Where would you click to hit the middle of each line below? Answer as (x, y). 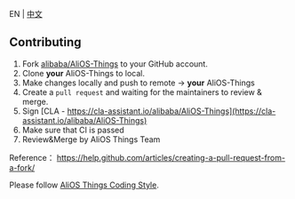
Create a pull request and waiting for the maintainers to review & (142, 92)
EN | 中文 (26, 14)
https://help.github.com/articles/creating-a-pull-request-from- (171, 157)
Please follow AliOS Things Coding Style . (84, 185)
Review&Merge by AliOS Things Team (91, 139)
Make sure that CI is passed (73, 130)
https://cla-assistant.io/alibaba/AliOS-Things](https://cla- (171, 111)
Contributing (45, 42)
